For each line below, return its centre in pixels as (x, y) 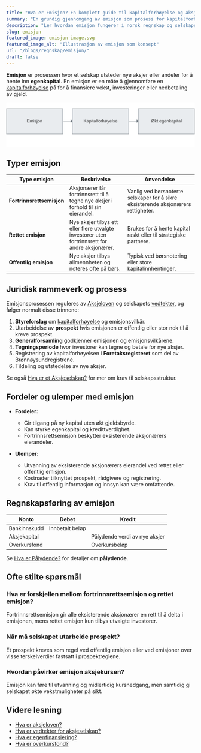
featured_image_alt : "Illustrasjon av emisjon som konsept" (83, 44)
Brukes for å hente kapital (159, 228)
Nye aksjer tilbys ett (94, 222)
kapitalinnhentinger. (152, 268)
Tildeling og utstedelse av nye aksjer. (60, 366)
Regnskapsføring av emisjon (61, 504)
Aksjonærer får (88, 188)
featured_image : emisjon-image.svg (51, 38)
